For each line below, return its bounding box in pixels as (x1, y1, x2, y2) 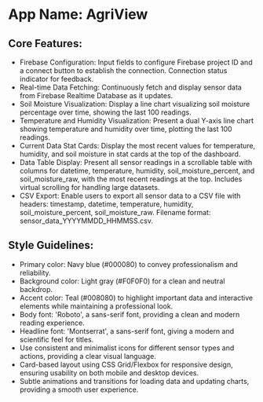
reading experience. (19, 318, 85, 327)
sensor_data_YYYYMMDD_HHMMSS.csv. (19, 216, 153, 225)
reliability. (19, 268, 51, 277)
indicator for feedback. (19, 75, 94, 83)
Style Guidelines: (8, 239, 94, 252)
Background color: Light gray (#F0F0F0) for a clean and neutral (19, 276, 225, 286)
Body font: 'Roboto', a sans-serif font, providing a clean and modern (19, 309, 240, 319)
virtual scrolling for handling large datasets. (19, 183, 160, 192)
